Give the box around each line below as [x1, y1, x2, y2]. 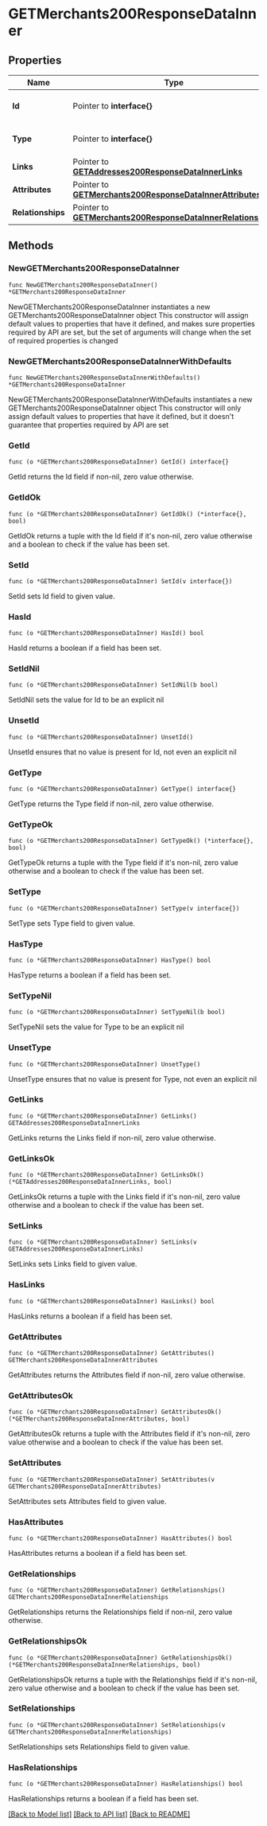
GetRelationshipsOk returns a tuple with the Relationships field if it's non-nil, [8, 1675, 257, 1684]
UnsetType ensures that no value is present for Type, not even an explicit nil [8, 1074, 257, 1083]
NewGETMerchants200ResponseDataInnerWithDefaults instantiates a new [8, 394, 253, 404]
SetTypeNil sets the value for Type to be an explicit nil [8, 1022, 184, 1032]
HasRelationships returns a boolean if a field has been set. [8, 1794, 199, 1804]
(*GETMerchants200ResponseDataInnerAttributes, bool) [8, 1415, 191, 1423]
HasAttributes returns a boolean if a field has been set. [8, 1548, 188, 1558]
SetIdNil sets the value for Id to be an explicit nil [8, 695, 164, 705]
